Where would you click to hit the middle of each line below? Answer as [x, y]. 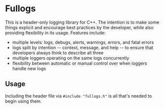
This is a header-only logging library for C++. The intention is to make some [82, 22]
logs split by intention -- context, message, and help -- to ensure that [83, 47]
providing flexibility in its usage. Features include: [55, 33]
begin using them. [23, 101]
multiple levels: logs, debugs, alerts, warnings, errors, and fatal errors [83, 42]
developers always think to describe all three [58, 53]
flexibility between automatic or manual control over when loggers [80, 63]
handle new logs [29, 68]
